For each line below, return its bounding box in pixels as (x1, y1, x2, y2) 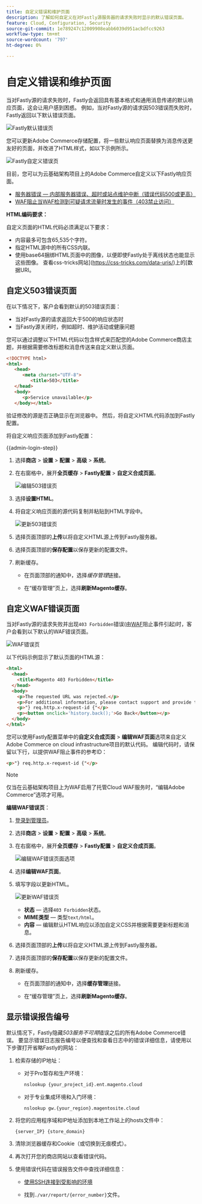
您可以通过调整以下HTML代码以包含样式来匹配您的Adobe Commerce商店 (6, 336, 187, 343)
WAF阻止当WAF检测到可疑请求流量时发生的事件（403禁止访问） (14, 198, 175, 205)
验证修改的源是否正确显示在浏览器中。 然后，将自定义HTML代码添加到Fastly (6, 411, 195, 419)
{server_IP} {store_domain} (14, 1129, 85, 1135)
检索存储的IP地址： (14, 1057, 62, 1064)
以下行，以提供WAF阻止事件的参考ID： (11, 748, 107, 755)
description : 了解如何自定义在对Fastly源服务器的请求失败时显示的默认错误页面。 (6, 14, 187, 20)
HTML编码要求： (6, 210, 48, 218)
